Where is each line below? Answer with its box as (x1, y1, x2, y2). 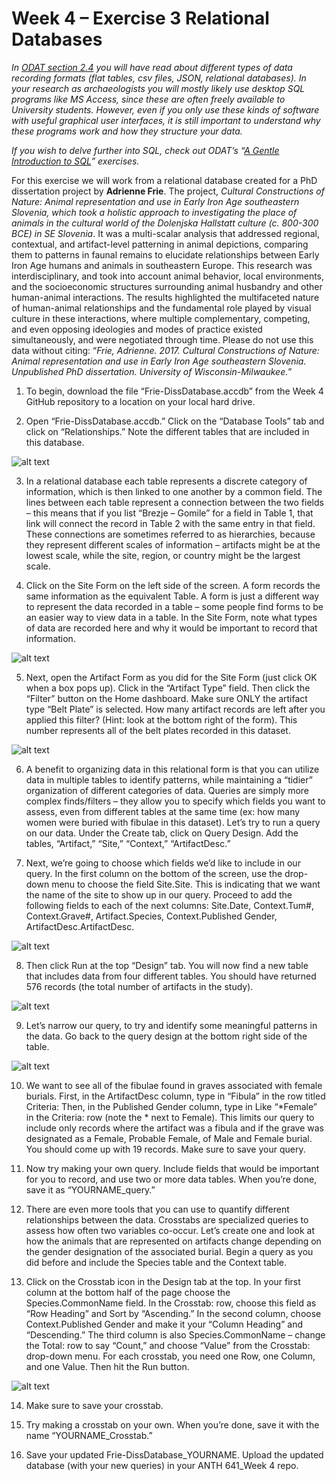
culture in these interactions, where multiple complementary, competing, (11, 312, 311, 324)
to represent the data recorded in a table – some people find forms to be (25, 600, 324, 612)
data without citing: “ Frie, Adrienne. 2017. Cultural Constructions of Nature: (11, 344, 320, 356)
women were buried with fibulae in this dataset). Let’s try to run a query (25, 816, 321, 828)
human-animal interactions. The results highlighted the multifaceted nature (11, 291, 320, 303)
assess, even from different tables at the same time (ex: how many (25, 805, 301, 817)
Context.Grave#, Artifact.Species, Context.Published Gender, (25, 910, 278, 922)
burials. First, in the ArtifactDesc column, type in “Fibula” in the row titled (25, 1090, 326, 1102)
